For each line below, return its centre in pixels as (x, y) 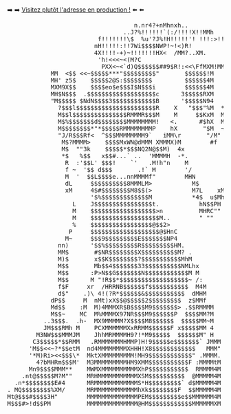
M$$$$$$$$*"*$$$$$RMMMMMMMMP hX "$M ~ (141, 128)
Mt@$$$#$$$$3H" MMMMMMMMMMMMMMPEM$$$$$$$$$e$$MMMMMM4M (114, 396)
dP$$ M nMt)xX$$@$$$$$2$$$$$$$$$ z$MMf (129, 300)
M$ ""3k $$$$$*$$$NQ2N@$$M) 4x (123, 149)
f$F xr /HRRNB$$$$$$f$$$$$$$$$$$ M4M (132, 286)
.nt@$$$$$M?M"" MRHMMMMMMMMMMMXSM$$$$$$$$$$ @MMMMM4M (121, 376)
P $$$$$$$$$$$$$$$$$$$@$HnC (123, 231)
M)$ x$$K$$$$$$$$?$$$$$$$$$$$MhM (125, 259)
